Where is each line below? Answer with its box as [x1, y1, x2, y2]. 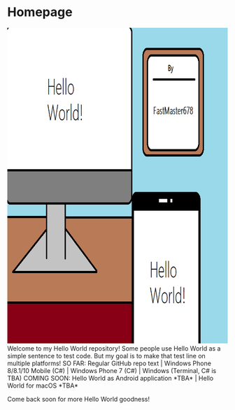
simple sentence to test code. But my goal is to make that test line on [7, 351, 206, 360]
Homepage [7, 4, 73, 20]
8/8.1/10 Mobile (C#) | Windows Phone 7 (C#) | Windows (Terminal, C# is [7, 366, 217, 374]
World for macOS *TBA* [7, 381, 78, 390]
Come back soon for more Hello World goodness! [7, 395, 150, 403]
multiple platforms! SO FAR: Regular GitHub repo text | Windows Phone [7, 359, 212, 367]
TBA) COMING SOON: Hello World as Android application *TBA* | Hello [7, 374, 214, 382]
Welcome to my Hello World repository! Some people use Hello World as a [7, 344, 221, 353]
